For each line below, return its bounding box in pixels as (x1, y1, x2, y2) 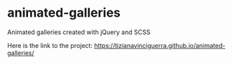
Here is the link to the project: (7, 41, 93, 49)
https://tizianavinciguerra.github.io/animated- (93, 41, 226, 49)
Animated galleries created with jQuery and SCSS (7, 28, 151, 36)
